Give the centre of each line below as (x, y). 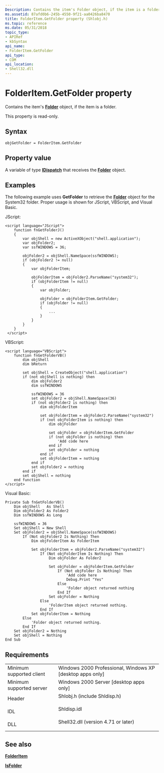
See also (18, 744)
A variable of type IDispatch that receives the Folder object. (65, 170)
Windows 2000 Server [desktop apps (102, 682)
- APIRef (14, 37)
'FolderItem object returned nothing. (88, 606)
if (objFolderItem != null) (60, 282)
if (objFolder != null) (64, 303)
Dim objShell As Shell (39, 507)
